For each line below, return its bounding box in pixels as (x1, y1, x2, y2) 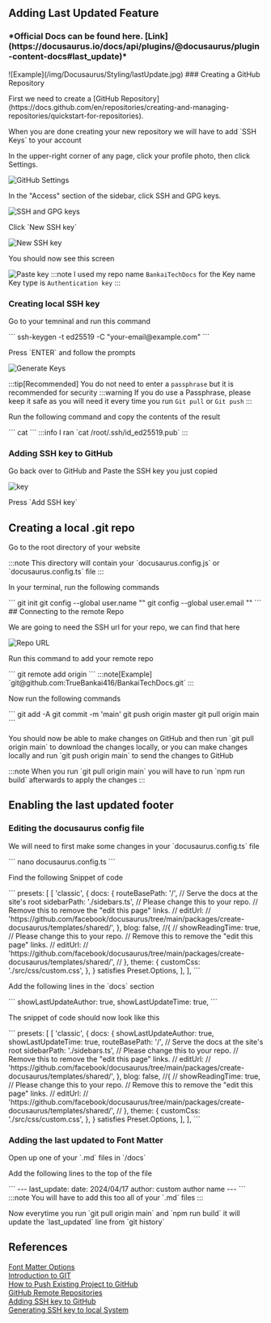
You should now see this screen (8, 253, 115, 263)
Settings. (8, 159, 38, 169)
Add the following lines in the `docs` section (8, 981, 155, 990)
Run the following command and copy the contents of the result (8, 412, 221, 422)
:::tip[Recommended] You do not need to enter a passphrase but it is (8, 379, 235, 388)
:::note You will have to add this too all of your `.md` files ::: (8, 1193, 204, 1202)
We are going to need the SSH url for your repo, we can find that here (8, 622, 240, 632)
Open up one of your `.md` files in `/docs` (8, 1153, 146, 1163)
